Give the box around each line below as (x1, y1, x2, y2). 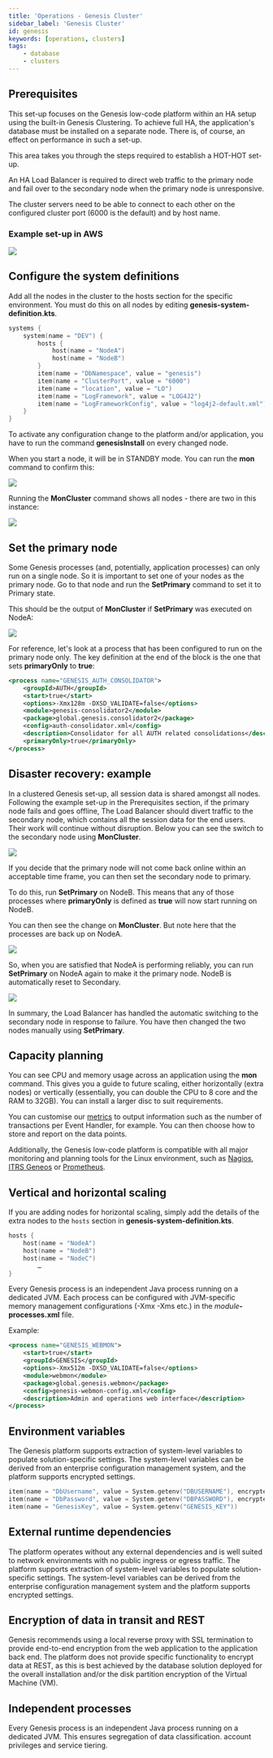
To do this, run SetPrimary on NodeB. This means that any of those (8, 887, 234, 897)
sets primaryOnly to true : (8, 660, 95, 670)
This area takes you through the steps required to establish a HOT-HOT (8, 150, 247, 160)
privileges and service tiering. (8, 1740, 108, 1751)
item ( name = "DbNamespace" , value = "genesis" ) (37, 370, 201, 378)
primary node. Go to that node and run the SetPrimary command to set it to (8, 579, 262, 589)
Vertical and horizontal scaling (8, 1185, 167, 1199)
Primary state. (8, 588, 55, 598)
